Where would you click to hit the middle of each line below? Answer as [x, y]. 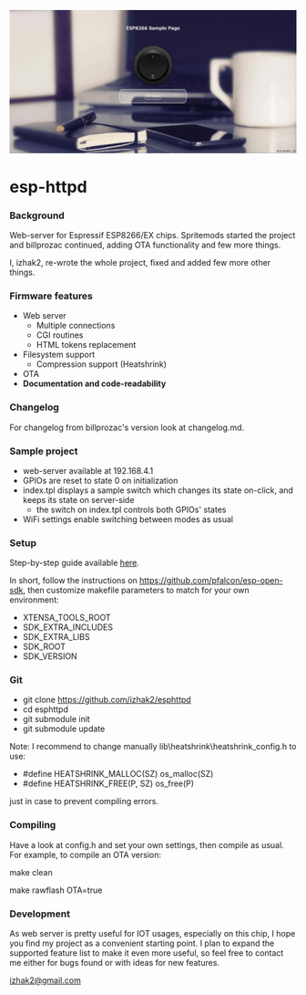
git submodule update [64, 729]
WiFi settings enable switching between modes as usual [128, 519]
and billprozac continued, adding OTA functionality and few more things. [145, 245]
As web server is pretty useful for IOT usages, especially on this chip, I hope [153, 934]
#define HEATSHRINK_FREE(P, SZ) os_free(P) [108, 784]
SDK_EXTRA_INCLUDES [68, 627]
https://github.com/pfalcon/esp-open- [212, 581]
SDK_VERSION [50, 656]
